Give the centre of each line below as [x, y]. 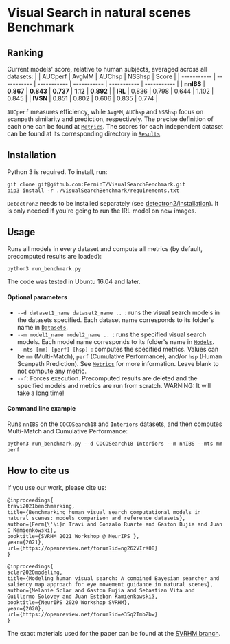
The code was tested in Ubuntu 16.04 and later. [74, 281]
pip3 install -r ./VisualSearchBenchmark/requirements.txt [93, 191]
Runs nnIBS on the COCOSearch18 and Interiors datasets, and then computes [115, 424]
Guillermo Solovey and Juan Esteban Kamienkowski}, [82, 597]
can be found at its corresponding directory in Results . [85, 133]
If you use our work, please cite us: [57, 487]
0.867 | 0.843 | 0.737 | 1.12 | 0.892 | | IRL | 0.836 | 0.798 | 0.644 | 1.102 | [111, 91]
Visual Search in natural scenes [99, 13]
